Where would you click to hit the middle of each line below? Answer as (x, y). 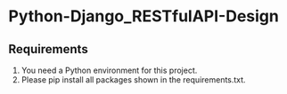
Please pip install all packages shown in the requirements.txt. (133, 80)
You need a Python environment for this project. (109, 70)
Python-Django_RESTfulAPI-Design (144, 16)
